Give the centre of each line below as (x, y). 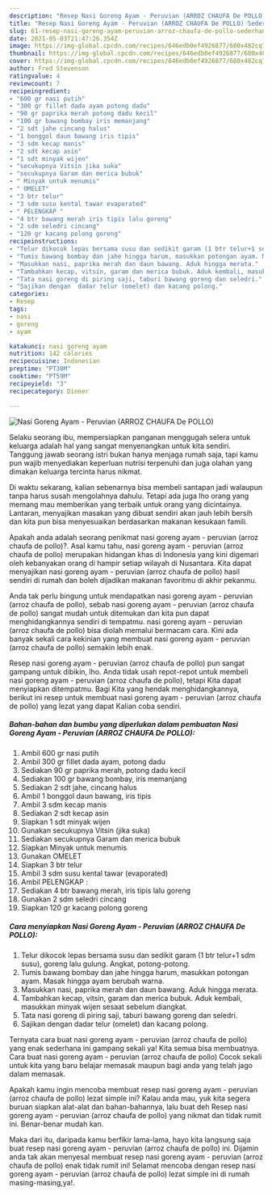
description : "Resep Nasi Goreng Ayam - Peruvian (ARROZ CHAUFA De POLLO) (138, 16)
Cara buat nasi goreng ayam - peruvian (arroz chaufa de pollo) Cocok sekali (136, 1057)
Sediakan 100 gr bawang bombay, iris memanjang (104, 779)
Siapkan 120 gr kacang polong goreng (84, 908)
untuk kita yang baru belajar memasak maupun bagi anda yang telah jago (131, 1066)
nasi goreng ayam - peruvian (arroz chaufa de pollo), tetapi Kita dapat (125, 680)
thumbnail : (27, 53)
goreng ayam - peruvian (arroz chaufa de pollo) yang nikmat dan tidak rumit (135, 1116)
